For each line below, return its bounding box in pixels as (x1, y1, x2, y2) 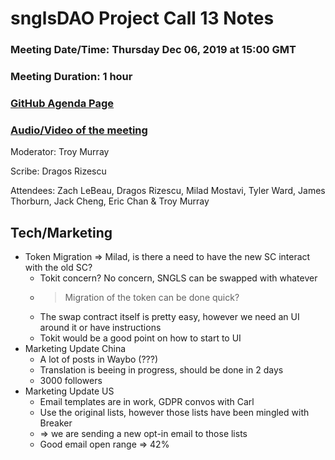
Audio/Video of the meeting (10, 123, 148, 137)
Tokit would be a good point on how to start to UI (39, 332, 242, 344)
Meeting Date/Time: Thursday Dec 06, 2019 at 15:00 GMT (10, 43, 297, 57)
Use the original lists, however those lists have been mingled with (39, 407, 310, 419)
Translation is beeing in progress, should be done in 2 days (39, 364, 284, 376)
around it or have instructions (39, 322, 162, 334)
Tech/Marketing (10, 224, 113, 241)
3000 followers (39, 375, 103, 387)
